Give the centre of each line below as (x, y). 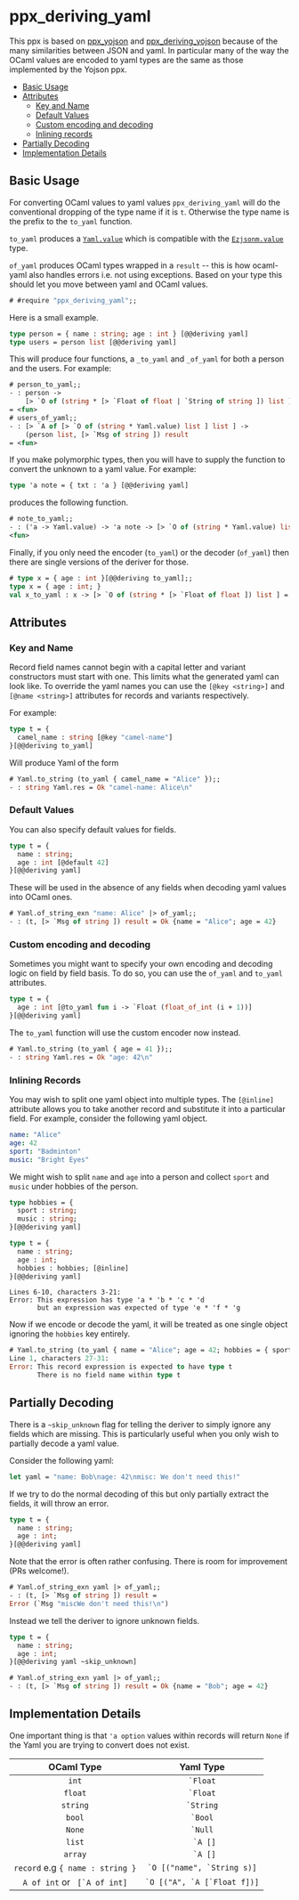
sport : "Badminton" (45, 1151)
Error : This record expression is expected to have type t (121, 1367)
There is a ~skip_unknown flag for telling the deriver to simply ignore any (140, 1424)
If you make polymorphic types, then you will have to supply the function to (147, 459)
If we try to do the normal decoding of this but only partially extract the (139, 1494)
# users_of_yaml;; (43, 418)
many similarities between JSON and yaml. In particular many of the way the (149, 50)
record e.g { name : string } (75, 1867)
